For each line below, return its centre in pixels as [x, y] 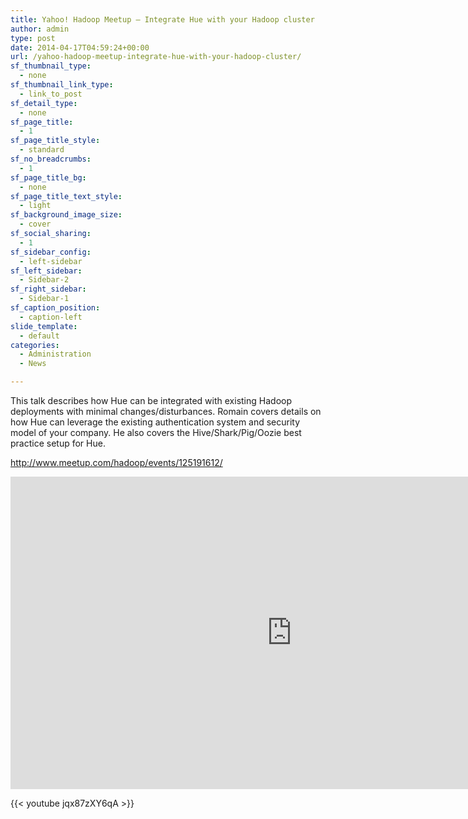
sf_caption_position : [55, 308]
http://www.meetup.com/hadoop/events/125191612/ [116, 462]
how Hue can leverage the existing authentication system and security [155, 422]
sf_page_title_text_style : [66, 196]
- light [35, 206]
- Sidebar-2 [44, 280]
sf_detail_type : [44, 103]
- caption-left [51, 317]
